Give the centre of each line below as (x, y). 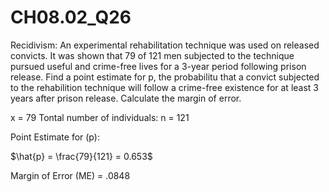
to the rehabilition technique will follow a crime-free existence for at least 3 (164, 87)
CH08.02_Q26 (71, 17)
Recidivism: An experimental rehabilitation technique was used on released (165, 45)
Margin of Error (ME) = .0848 (70, 175)
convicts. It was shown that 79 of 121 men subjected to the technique (152, 55)
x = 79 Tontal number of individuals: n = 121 (100, 117)
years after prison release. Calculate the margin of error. (126, 98)
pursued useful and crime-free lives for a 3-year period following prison (158, 66)
